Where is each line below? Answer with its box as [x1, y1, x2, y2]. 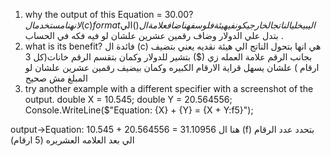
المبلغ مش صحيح [24, 72, 88, 84]
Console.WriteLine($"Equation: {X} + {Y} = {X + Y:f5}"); [24, 104, 254, 116]
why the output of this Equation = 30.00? [24, 9, 194, 20]
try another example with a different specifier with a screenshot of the [24, 83, 314, 94]
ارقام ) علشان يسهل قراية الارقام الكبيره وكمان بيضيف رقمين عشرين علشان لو [24, 62, 320, 73]
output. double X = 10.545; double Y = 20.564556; [24, 94, 233, 105]
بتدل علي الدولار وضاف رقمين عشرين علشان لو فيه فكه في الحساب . [24, 30, 284, 41]
